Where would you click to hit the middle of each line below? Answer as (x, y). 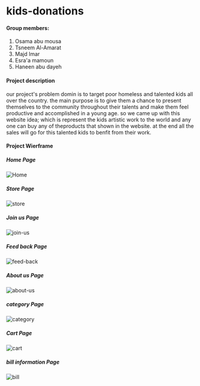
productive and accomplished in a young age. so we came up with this (93, 113)
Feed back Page (27, 246)
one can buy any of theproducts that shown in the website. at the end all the (100, 126)
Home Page (21, 160)
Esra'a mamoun (34, 61)
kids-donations (45, 11)
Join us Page (23, 217)
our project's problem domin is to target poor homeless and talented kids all (100, 94)
